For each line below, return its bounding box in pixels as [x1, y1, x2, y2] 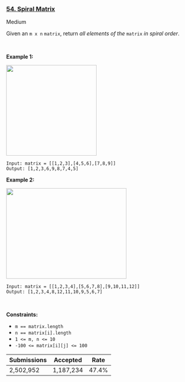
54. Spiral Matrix [6, 5, 55, 13]
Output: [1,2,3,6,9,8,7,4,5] [6, 166, 79, 172]
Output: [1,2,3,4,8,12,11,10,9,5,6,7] [6, 289, 103, 295]
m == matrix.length [14, 324, 64, 330]
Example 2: [6, 176, 35, 184]
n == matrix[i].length [14, 330, 72, 336]
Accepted [53, 356, 82, 364]
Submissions [9, 356, 47, 364]
